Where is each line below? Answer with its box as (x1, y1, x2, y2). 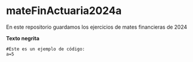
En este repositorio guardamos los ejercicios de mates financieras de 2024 (6, 23, 188, 30)
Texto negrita (6, 35, 40, 42)
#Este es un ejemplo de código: (6, 46, 85, 52)
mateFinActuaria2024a (6, 4, 122, 18)
